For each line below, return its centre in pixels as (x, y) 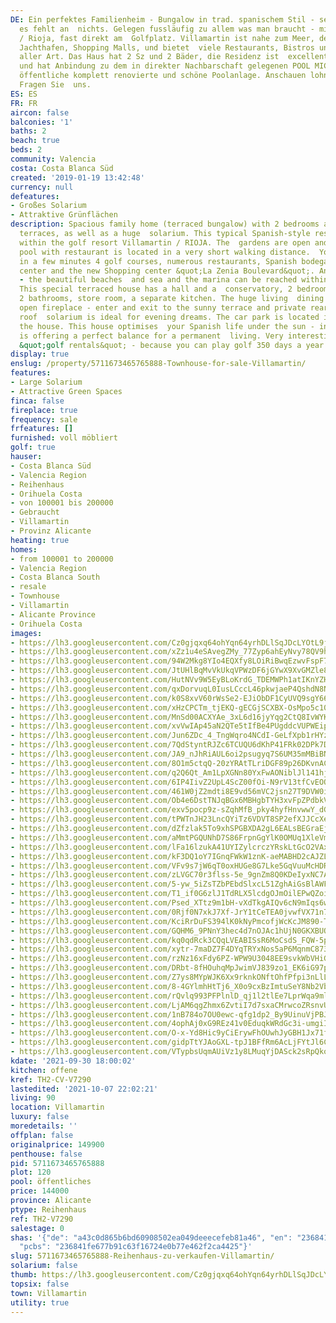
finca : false (37, 401)
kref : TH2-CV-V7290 (51, 1079)
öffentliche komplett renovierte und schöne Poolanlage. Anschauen (163, 76)
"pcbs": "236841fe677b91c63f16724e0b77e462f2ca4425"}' (136, 1247)
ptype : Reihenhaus (48, 1209)
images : (26, 633)
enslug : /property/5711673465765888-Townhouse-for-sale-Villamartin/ (158, 364)
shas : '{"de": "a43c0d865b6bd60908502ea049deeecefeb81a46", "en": (151, 1237)
